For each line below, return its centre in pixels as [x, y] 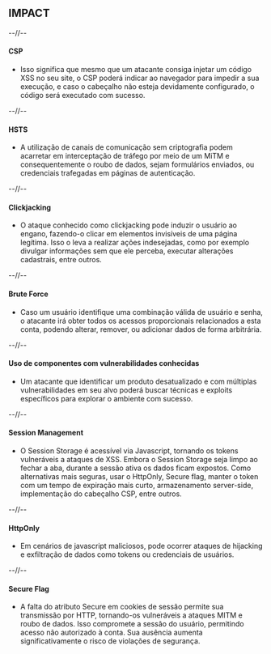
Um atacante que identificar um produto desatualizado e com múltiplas [138, 381]
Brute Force [28, 294]
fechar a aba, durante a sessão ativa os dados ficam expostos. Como [135, 468]
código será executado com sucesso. [83, 96]
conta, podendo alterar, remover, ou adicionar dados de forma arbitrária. [141, 329]
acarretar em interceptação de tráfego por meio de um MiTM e [125, 156]
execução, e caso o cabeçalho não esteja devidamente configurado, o [137, 87]
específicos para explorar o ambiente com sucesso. [106, 398]
